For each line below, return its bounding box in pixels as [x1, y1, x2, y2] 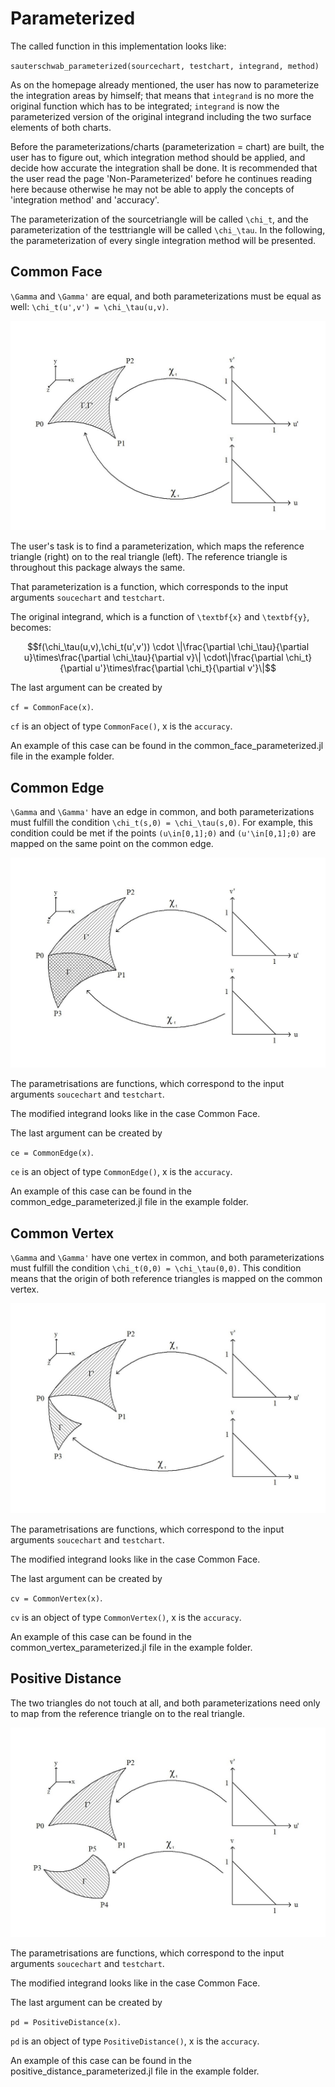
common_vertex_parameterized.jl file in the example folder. [10, 1641, 253, 1653]
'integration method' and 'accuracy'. [10, 193, 160, 206]
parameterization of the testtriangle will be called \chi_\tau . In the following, [10, 223, 326, 236]
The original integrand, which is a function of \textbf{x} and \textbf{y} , [10, 611, 310, 623]
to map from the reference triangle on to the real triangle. [10, 1707, 246, 1719]
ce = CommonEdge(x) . [10, 1147, 94, 1159]
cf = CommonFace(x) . [10, 701, 94, 713]
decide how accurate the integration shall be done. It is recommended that [10, 162, 318, 174]
